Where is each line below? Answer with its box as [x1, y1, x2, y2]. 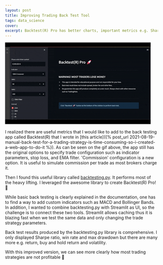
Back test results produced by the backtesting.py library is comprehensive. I [5, 230, 158, 235]
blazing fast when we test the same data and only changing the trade [5, 215, 144, 221]
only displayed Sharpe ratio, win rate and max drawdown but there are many [5, 234, 158, 240]
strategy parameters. [5, 220, 47, 226]
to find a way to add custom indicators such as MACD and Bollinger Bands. [5, 199, 155, 205]
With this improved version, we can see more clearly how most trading [5, 249, 146, 255]
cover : [5, 23, 18, 28]
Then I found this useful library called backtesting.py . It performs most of [5, 175, 151, 181]
